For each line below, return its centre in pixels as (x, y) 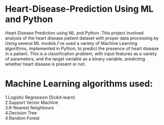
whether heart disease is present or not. (46, 64)
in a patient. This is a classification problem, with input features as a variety (81, 53)
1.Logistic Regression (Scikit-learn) (40, 97)
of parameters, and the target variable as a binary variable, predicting (75, 59)
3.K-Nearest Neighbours (30, 107)
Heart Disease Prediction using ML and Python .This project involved (74, 33)
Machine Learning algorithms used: (79, 84)
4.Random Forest (23, 118)
